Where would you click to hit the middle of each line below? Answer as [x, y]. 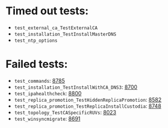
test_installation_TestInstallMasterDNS [65, 34]
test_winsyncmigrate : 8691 [47, 118]
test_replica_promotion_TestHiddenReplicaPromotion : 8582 [88, 99]
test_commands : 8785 [39, 80]
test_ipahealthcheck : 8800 [48, 93]
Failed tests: [37, 64]
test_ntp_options [36, 40]
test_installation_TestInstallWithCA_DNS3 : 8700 [76, 87]
